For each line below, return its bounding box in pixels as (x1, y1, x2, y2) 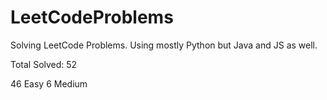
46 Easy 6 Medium (10, 77, 88, 90)
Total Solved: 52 (10, 58, 78, 70)
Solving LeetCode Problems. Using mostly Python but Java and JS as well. (10, 39, 318, 51)
